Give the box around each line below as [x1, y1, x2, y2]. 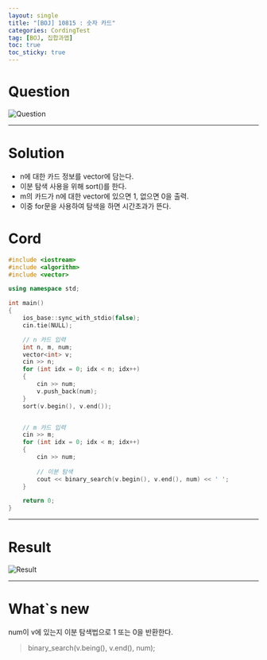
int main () [8, 299, 44, 307]
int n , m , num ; [22, 343, 73, 351]
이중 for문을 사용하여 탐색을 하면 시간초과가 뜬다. [19, 201, 172, 210]
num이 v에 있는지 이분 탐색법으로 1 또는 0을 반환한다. [8, 627, 173, 637]
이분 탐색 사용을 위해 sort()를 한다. [19, 181, 127, 191]
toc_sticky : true [8, 48, 66, 56]
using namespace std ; [8, 285, 80, 293]
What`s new [8, 600, 90, 618]
